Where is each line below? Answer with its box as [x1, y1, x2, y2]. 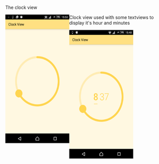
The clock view [5, 5, 37, 10]
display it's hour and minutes [69, 20, 130, 26]
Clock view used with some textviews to [69, 14, 154, 20]
